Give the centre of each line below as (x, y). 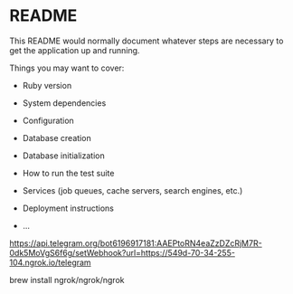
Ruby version (47, 85)
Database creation (57, 138)
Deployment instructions (68, 208)
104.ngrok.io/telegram (51, 262)
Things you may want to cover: (67, 68)
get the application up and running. (75, 50)
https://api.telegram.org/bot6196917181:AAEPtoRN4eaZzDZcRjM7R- (136, 243)
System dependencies (64, 103)
